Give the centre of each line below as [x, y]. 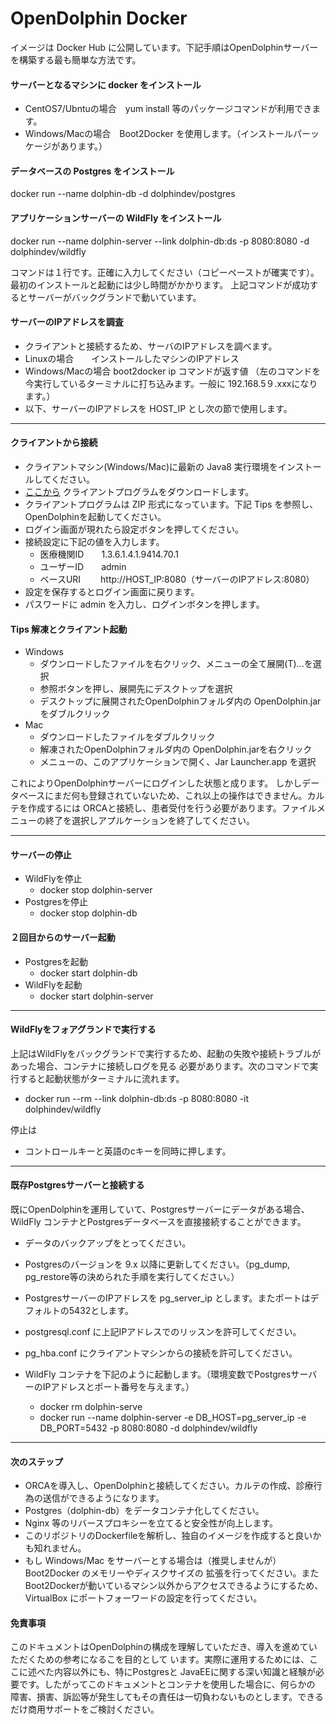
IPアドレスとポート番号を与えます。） [118, 1386]
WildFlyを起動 [53, 984]
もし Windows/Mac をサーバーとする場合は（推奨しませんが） [153, 1561]
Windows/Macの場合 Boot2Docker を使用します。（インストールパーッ [172, 134]
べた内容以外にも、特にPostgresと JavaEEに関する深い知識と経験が [176, 1672]
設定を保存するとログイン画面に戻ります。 [112, 591]
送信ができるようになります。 [103, 1498]
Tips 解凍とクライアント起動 [69, 629]
